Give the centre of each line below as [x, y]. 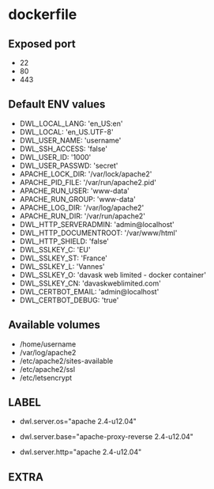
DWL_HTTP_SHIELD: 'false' [64, 241]
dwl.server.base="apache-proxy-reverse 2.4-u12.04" [106, 437]
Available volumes [54, 325]
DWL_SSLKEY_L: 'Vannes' [62, 266]
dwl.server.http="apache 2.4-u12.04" [81, 452]
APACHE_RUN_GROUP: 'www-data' [77, 199]
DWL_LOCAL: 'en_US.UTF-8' [66, 131]
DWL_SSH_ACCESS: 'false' [64, 149]
